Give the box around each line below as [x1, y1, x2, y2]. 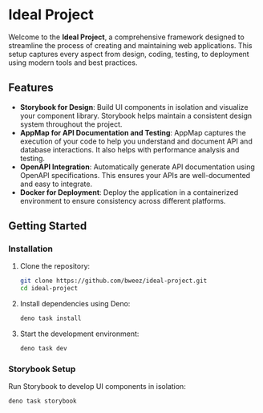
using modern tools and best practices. [8, 58, 138, 67]
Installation [8, 243, 54, 254]
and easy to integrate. [19, 179, 93, 188]
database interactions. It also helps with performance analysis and [19, 144, 240, 154]
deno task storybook [8, 397, 78, 406]
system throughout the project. [19, 119, 123, 129]
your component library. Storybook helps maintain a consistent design [19, 111, 253, 120]
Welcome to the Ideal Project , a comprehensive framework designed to [8, 32, 245, 42]
